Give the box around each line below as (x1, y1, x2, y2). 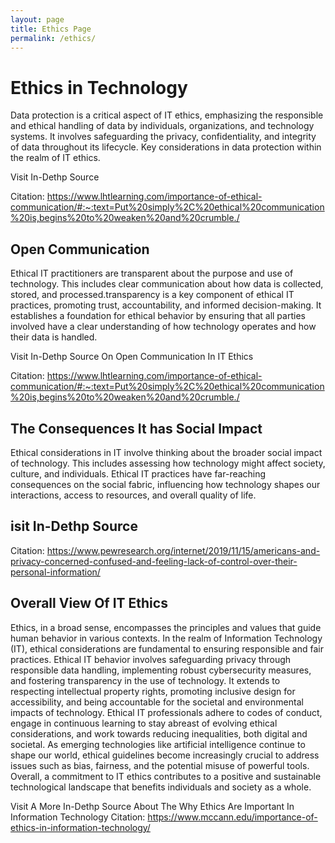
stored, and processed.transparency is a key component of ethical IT (10, 289, 295, 301)
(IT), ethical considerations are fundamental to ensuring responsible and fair (10, 642, 324, 655)
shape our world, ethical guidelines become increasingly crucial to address (10, 749, 320, 761)
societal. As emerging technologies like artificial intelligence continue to (10, 738, 306, 750)
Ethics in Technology (10, 76, 188, 99)
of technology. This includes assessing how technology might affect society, (10, 457, 326, 469)
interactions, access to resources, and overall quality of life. (10, 489, 257, 501)
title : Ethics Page (10, 24, 92, 34)
